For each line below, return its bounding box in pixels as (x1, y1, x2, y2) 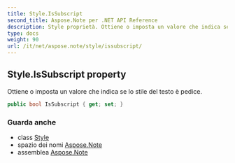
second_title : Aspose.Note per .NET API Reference (7, 17, 158, 24)
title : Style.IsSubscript (7, 10, 83, 17)
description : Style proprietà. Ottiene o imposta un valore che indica (7, 23, 220, 30)
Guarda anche (7, 117, 57, 127)
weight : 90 (7, 36, 39, 43)
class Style (17, 133, 50, 141)
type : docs (7, 29, 39, 37)
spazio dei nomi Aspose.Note (17, 141, 103, 149)
